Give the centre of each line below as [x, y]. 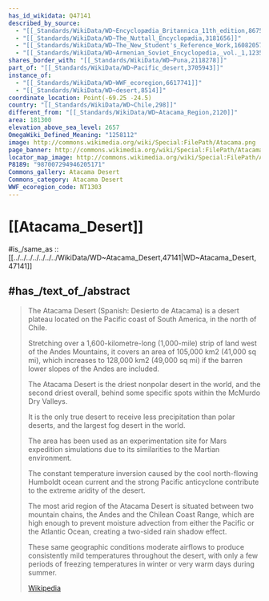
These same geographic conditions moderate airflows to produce [136, 547]
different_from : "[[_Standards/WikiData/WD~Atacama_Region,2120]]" [123, 113]
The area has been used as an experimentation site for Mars [127, 441]
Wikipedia [44, 588]
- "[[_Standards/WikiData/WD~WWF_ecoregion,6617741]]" [109, 83]
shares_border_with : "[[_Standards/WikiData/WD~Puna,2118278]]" [118, 61]
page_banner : [30, 150]
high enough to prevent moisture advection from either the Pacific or [141, 522]
